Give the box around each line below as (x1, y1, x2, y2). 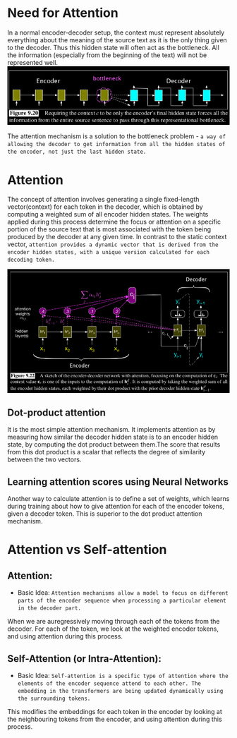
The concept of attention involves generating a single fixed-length (7, 195, 200, 204)
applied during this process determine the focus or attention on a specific (7, 217, 221, 226)
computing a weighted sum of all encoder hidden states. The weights (7, 210, 209, 219)
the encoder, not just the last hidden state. (7, 148, 147, 156)
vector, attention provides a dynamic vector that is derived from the (7, 240, 219, 248)
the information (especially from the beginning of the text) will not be (7, 51, 207, 59)
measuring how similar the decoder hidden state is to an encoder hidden (7, 432, 219, 442)
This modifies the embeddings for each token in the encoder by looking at (7, 708, 222, 716)
